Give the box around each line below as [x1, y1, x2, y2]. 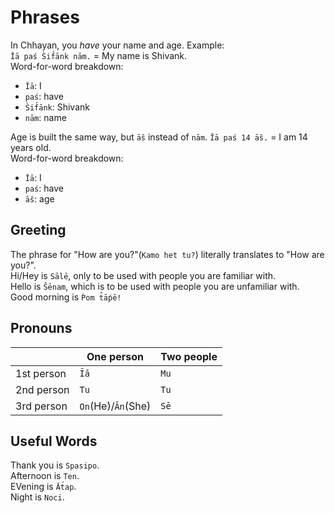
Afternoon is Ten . [10, 470, 80, 482]
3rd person [15, 399, 68, 413]
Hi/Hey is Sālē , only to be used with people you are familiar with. [10, 269, 277, 281]
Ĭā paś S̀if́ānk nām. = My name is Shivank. [10, 49, 188, 61]
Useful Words [10, 432, 98, 450]
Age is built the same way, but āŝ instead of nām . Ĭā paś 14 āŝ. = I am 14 [10, 131, 308, 143]
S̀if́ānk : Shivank [24, 101, 90, 113]
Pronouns [10, 320, 73, 337]
